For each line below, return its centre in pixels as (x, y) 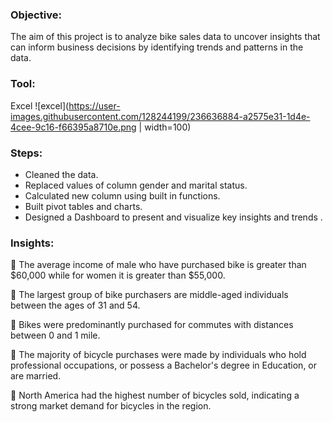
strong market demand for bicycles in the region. (111, 406)
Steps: (26, 153)
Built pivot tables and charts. (83, 206)
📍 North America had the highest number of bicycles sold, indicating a (155, 395)
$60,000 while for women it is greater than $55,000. (118, 275)
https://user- (94, 105)
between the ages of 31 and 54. (75, 305)
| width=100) (165, 127)
